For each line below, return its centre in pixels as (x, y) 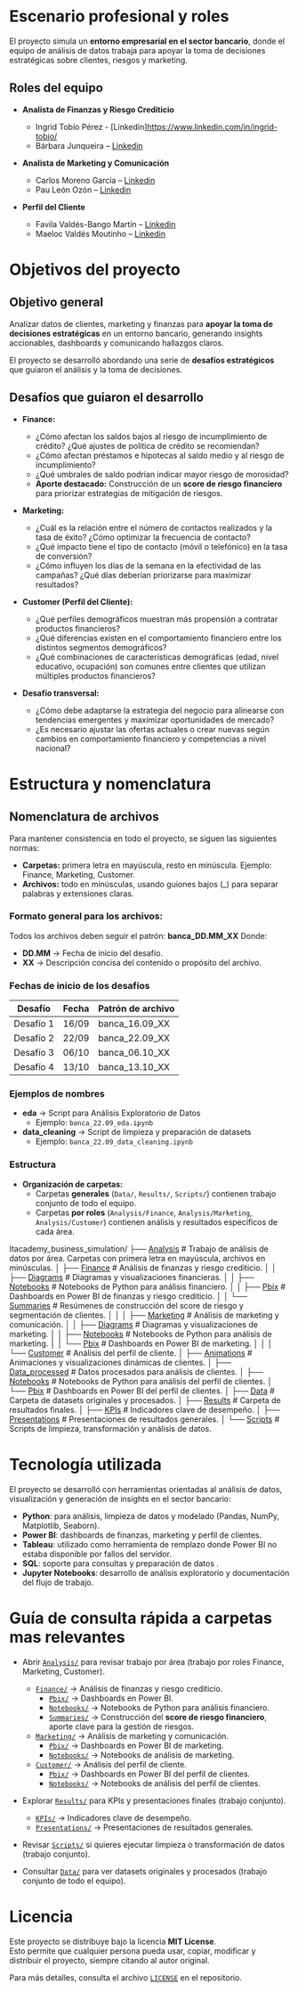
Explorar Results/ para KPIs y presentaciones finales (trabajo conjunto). (154, 1800)
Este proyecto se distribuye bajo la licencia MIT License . (113, 1941)
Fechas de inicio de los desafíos (80, 985)
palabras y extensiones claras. (78, 894)
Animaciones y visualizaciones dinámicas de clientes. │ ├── (120, 1362)
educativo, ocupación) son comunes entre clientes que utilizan (150, 666)
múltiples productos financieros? (95, 675)
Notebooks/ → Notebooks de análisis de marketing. (141, 1755)
